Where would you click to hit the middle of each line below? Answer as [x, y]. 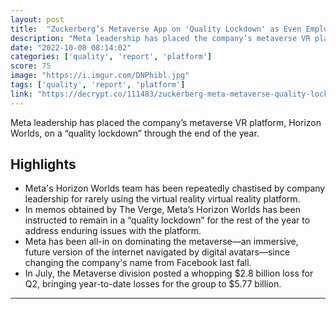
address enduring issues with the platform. [113, 231]
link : [21, 94]
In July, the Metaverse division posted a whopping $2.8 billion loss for [169, 273]
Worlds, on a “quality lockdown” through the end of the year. [135, 133]
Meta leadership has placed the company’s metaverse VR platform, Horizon [166, 122]
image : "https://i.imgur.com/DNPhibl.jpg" [100, 76]
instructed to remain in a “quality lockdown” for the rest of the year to [167, 220]
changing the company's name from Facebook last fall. [138, 263]
